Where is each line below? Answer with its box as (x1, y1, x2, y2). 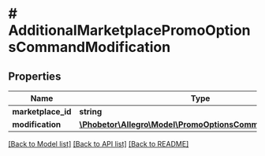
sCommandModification (8, 39, 171, 56)
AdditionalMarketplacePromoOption (8, 21, 251, 39)
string (78, 106, 103, 117)
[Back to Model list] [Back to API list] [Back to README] (8, 139, 189, 148)
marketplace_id (12, 106, 72, 117)
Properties (8, 69, 62, 83)
